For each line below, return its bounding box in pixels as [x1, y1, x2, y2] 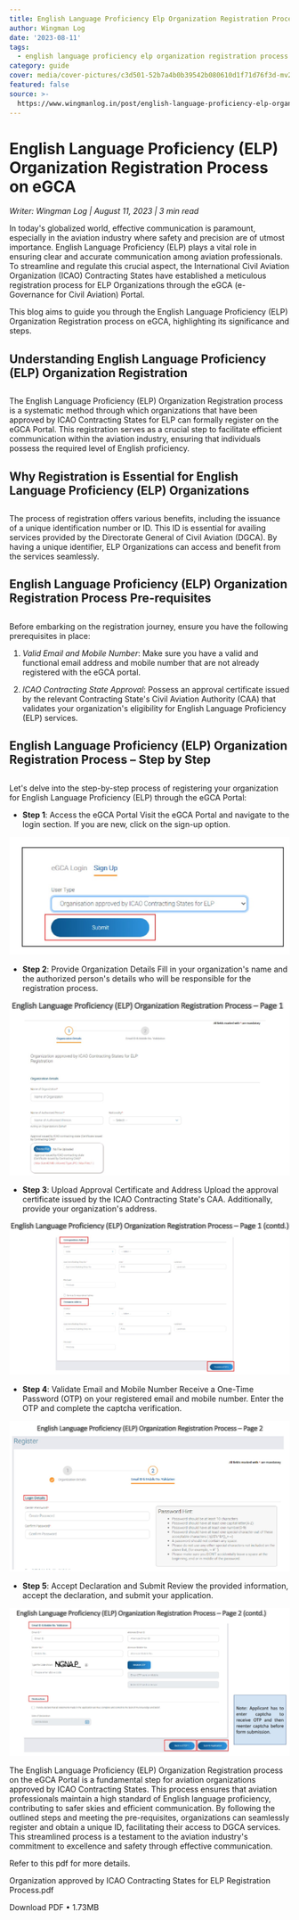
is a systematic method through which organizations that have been [9, 406, 258, 416]
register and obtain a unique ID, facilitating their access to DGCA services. [9, 1822, 281, 1833]
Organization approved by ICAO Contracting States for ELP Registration [9, 1875, 271, 1886]
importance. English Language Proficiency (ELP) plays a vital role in [9, 242, 257, 253]
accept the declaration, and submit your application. [21, 1590, 214, 1600]
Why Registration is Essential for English [9, 469, 238, 484]
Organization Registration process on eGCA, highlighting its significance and [9, 316, 290, 327]
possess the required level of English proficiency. [9, 443, 190, 454]
